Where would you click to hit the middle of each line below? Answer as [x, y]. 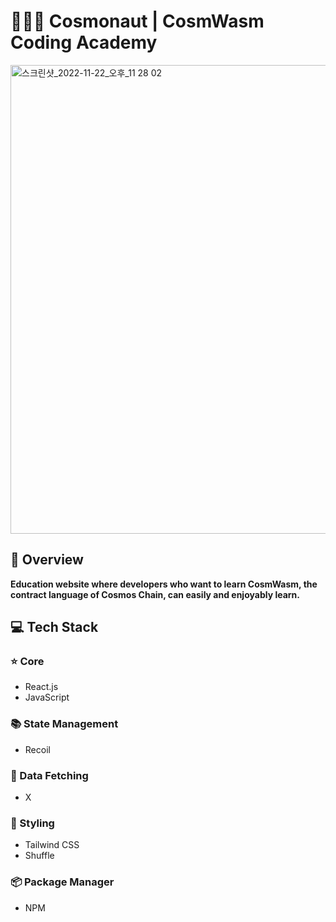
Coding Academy [84, 42]
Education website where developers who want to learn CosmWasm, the [164, 584]
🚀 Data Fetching [49, 775]
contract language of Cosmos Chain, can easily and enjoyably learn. [155, 594]
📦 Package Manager [62, 882]
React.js [41, 687]
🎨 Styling [32, 823]
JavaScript [47, 697]
